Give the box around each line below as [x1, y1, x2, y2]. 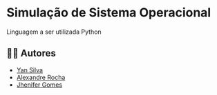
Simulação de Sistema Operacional [6, 5, 211, 21]
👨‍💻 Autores [6, 47, 56, 59]
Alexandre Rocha [16, 73, 66, 81]
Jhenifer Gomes [16, 81, 63, 89]
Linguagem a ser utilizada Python [6, 28, 102, 36]
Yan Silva [16, 65, 43, 74]
